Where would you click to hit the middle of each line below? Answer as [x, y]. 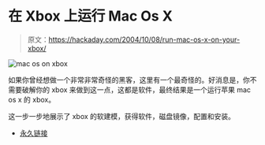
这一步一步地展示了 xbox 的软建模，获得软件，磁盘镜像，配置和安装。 [121, 116]
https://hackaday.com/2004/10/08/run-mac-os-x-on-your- [144, 39]
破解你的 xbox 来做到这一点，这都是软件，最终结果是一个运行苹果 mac [136, 89]
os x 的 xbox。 [32, 99]
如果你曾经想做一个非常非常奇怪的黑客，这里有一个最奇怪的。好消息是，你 [129, 80]
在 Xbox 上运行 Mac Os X [91, 16]
